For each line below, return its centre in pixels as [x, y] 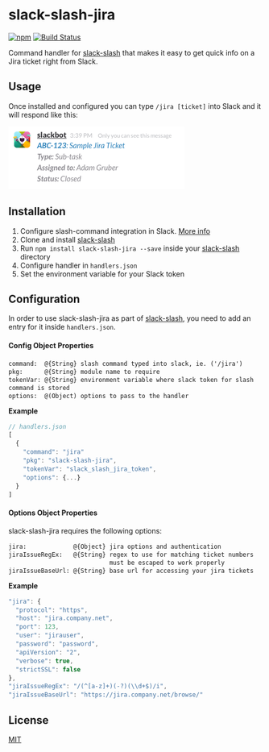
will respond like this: [43, 114]
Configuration [44, 299]
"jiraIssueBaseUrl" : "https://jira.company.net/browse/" [106, 695]
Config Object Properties [51, 345]
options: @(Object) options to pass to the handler [99, 396]
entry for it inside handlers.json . [62, 327]
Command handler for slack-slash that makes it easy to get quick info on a [132, 52]
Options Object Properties [53, 513]
